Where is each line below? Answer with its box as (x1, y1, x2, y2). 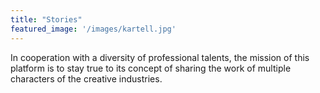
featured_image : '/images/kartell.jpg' (10, 24, 177, 34)
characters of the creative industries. (10, 72, 163, 85)
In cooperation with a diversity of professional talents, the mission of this (10, 51, 310, 63)
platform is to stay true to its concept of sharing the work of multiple (10, 62, 292, 74)
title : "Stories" (10, 14, 83, 25)
